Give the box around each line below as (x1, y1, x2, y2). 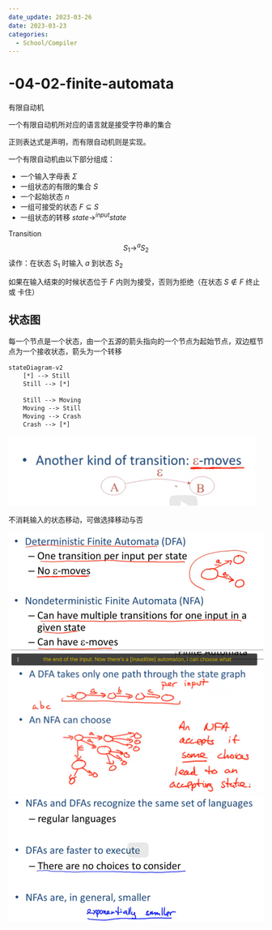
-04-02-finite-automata (8, 75, 174, 93)
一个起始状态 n (19, 192, 70, 202)
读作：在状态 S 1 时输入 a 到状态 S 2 (8, 258, 124, 270)
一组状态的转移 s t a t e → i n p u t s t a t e (19, 211, 127, 222)
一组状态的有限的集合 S (19, 182, 99, 192)
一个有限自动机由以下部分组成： (8, 154, 115, 164)
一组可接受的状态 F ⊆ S (19, 202, 100, 212)
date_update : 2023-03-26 (8, 13, 92, 21)
